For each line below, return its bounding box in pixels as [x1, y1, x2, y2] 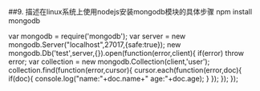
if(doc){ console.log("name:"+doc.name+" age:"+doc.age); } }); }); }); [8, 74, 238, 83]
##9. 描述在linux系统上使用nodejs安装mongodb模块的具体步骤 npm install [8, 7, 253, 16]
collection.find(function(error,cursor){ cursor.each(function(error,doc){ [8, 65, 242, 74]
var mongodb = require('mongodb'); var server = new [8, 31, 186, 41]
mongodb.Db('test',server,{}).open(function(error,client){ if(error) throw [8, 49, 245, 57]
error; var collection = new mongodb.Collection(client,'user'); [8, 57, 210, 66]
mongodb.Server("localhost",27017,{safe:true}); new [8, 40, 181, 49]
